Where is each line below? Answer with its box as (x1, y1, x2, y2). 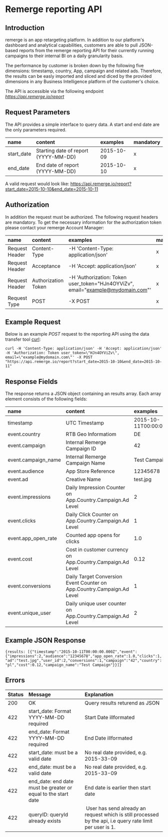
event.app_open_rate (7, 535, 57, 542)
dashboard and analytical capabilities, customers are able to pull (5, 42, 138, 48)
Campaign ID (65, 445, 96, 452)
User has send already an (85, 804, 146, 811)
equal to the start (28, 790, 68, 797)
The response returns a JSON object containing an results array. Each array (5, 390, 161, 397)
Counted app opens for (65, 532, 120, 539)
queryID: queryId (28, 811, 68, 818)
